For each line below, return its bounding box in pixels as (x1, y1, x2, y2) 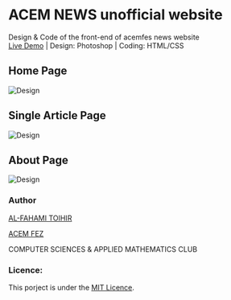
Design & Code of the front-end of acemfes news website (8, 32, 200, 42)
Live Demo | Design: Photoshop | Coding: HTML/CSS (8, 40, 184, 50)
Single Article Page (8, 109, 106, 122)
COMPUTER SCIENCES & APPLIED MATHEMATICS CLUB (8, 244, 198, 254)
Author (8, 195, 37, 206)
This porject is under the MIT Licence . (8, 282, 135, 292)
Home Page (8, 64, 68, 78)
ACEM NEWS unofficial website (8, 6, 223, 24)
